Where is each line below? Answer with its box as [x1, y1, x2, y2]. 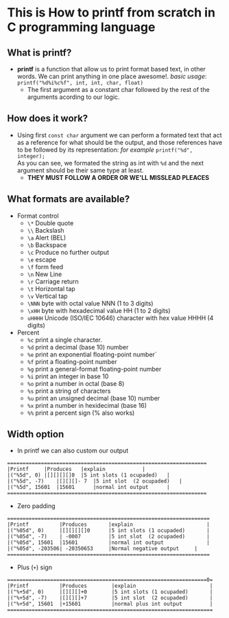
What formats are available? [7, 194, 130, 205]
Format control [16, 211, 60, 220]
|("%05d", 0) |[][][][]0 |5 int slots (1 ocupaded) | [7, 527, 210, 534]
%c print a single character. [27, 335, 103, 344]
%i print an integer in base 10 [27, 372, 109, 380]
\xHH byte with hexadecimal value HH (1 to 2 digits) [27, 306, 171, 314]
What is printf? [7, 47, 72, 58]
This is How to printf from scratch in [7, 5, 216, 21]
